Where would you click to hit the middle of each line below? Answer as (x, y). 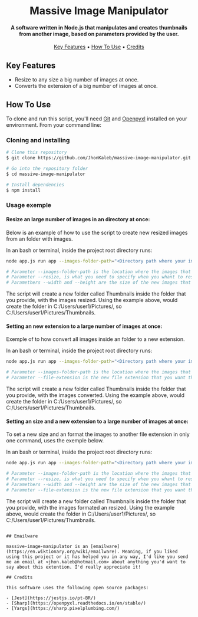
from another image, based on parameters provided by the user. (99, 34)
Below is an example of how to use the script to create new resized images (97, 232)
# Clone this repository (37, 152)
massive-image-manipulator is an (47, 546)
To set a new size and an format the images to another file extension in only (98, 434)
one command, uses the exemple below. (55, 441)
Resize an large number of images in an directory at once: (78, 219)
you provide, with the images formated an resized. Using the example (90, 507)
